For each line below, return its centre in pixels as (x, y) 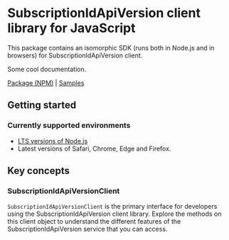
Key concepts (38, 171)
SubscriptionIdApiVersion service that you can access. (87, 229)
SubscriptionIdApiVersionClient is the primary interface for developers (112, 207)
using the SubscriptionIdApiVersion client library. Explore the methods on (114, 214)
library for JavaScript (71, 28)
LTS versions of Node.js (53, 141)
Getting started (42, 105)
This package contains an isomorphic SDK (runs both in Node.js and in (111, 48)
